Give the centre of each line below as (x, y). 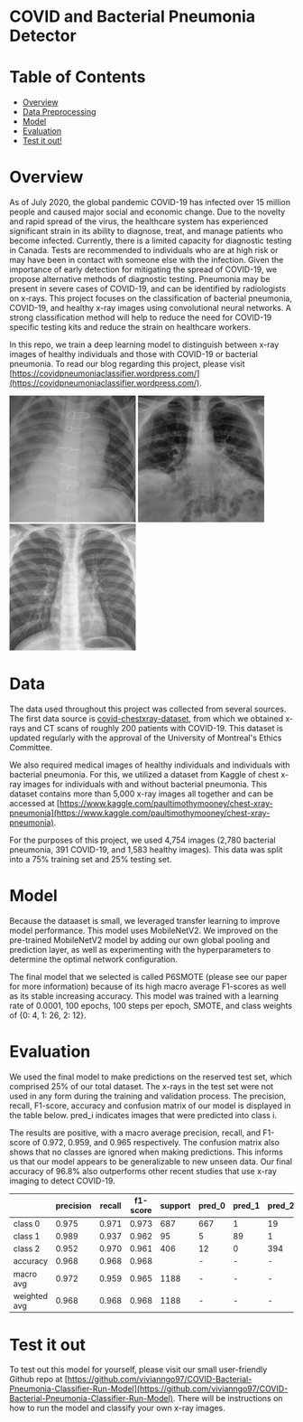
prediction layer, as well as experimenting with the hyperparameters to (140, 949)
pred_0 (211, 1205)
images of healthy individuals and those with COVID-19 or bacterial (134, 354)
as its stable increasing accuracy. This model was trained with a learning (144, 995)
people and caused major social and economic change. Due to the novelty (147, 212)
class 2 (27, 1248)
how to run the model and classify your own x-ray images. (117, 1408)
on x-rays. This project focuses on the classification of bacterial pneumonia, (151, 298)
